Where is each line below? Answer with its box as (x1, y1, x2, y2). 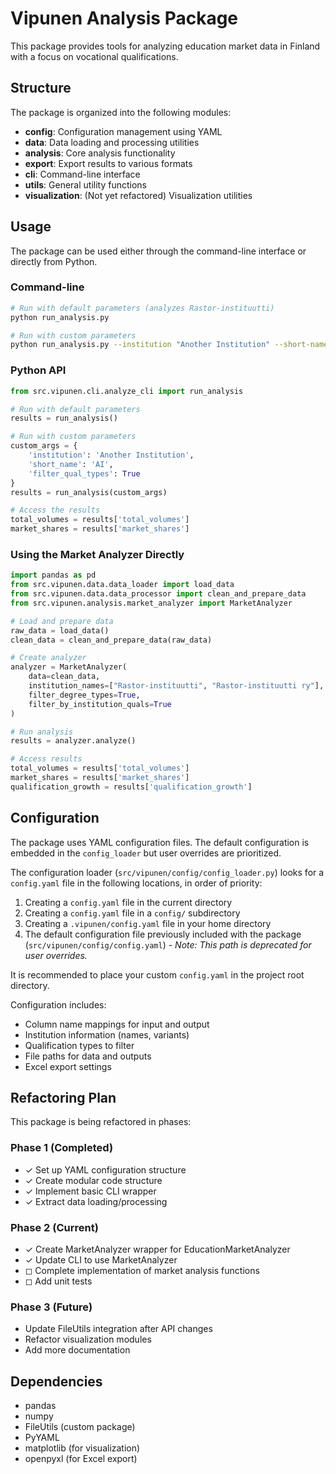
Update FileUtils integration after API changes (24, 1323, 213, 1335)
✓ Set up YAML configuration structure (24, 1163, 187, 1176)
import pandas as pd (10, 570, 97, 581)
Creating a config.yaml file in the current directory (24, 896, 233, 908)
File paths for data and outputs (24, 1050, 152, 1062)
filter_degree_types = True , (28, 690, 141, 700)
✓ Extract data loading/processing (24, 1195, 168, 1207)
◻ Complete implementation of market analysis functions (24, 1265, 260, 1277)
